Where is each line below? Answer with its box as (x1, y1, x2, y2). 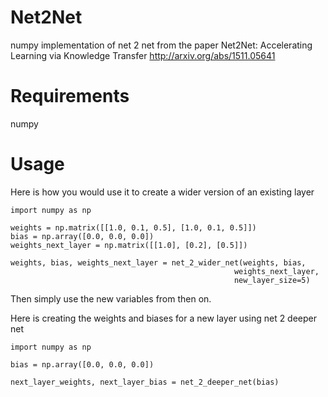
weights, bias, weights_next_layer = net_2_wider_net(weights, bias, (10, 257, 307, 268)
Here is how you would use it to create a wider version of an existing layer (10, 186, 315, 198)
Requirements (10, 85, 130, 108)
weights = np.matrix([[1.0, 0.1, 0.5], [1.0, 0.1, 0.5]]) (10, 222, 257, 233)
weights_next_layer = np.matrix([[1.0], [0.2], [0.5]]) (10, 240, 248, 250)
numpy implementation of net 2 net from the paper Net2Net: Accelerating (10, 39, 313, 51)
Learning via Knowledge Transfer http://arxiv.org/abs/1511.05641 (10, 49, 276, 61)
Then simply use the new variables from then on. (10, 292, 212, 305)
